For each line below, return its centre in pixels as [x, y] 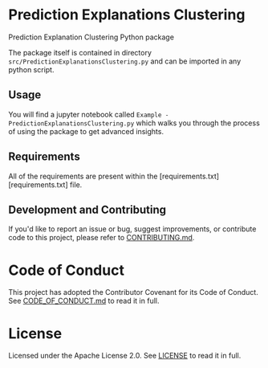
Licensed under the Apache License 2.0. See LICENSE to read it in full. [125, 356]
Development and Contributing [87, 209]
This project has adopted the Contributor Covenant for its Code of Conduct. [133, 292]
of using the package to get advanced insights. [86, 131]
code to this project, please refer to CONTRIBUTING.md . [102, 238]
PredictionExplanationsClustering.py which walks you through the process [134, 123]
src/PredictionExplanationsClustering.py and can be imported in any [125, 61]
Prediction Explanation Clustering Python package [91, 37]
